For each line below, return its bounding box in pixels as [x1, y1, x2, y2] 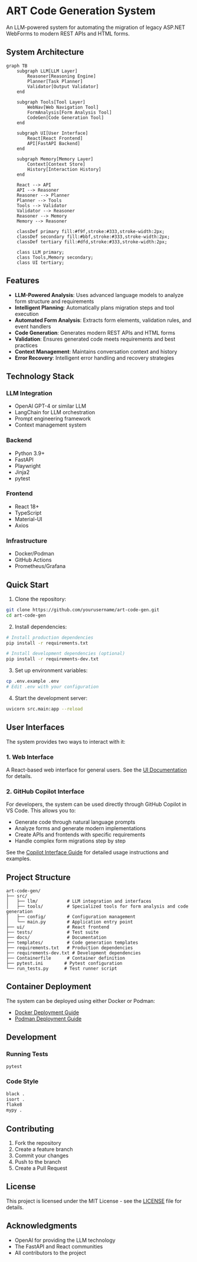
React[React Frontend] [27, 135, 83, 141]
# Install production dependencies [6, 634, 94, 640]
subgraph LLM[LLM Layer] [17, 68, 78, 74]
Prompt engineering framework [14, 415, 91, 422]
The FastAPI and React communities [14, 1242, 103, 1250]
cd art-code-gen [6, 612, 46, 618]
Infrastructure [6, 537, 48, 545]
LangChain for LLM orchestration [14, 409, 96, 416]
